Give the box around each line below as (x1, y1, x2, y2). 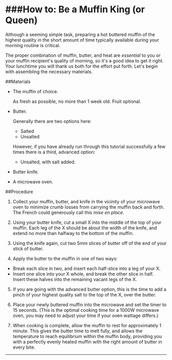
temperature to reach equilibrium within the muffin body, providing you (12, 333, 162, 339)
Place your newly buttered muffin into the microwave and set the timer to (12, 301, 167, 308)
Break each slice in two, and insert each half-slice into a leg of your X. (12, 265, 161, 271)
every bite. (12, 344, 36, 350)
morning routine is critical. (5, 42, 60, 48)
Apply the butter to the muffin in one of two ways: (12, 255, 118, 262)
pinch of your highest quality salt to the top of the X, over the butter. (12, 291, 156, 298)
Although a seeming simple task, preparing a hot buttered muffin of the (5, 31, 155, 37)
